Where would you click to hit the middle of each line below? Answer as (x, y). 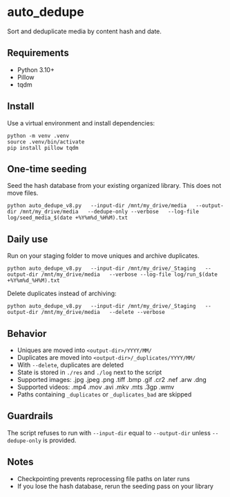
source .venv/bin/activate (46, 142)
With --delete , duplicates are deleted (70, 365)
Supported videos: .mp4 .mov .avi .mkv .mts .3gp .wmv (96, 387)
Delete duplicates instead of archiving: (62, 294)
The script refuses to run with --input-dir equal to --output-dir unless (109, 433)
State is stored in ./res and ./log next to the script (89, 372)
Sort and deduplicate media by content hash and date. (85, 31)
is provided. (59, 440)
